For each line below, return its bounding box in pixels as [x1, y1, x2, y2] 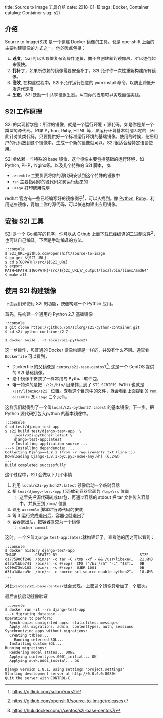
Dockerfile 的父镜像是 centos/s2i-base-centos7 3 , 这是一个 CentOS [12, 362, 145, 369]
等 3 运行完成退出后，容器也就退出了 [12, 513, 86, 519]
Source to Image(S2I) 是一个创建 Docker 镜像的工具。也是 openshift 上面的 [5, 38, 155, 45]
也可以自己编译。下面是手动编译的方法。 [5, 237, 86, 243]
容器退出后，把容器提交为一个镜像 [12, 519, 81, 525]
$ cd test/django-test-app [5, 424, 60, 430]
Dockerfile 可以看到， [5, 353, 49, 359]
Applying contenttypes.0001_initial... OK [9, 654, 97, 659]
